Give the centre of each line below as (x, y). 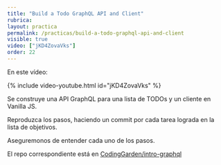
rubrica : (20, 20)
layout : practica (32, 26)
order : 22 (21, 53)
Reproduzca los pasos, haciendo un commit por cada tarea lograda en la (111, 119)
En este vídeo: (28, 72)
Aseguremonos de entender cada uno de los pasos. (81, 140)
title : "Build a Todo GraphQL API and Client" (76, 14)
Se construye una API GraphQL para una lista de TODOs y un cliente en (109, 98)
